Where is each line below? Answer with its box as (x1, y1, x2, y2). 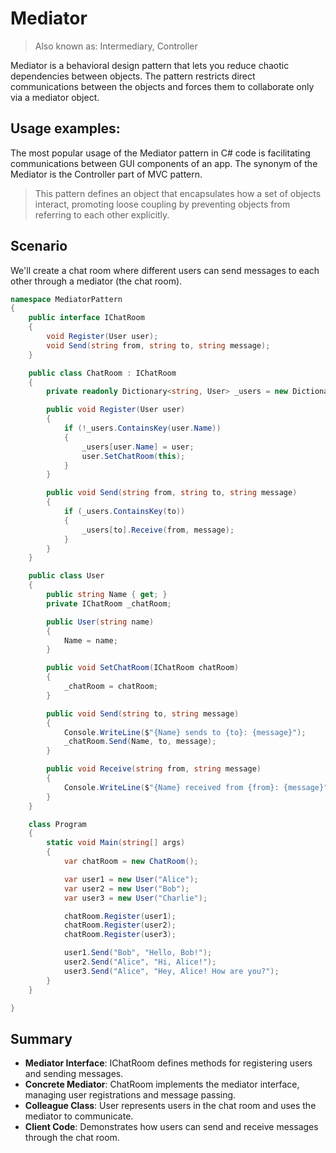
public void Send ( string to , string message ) (46, 708, 240, 719)
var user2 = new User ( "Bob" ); (63, 883, 190, 894)
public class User (28, 571, 105, 581)
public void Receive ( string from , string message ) (46, 764, 262, 774)
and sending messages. (24, 1068, 124, 1080)
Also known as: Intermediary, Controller (34, 40, 198, 52)
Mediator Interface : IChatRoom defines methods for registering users (24, 1057, 313, 1069)
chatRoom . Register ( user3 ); (63, 930, 177, 940)
